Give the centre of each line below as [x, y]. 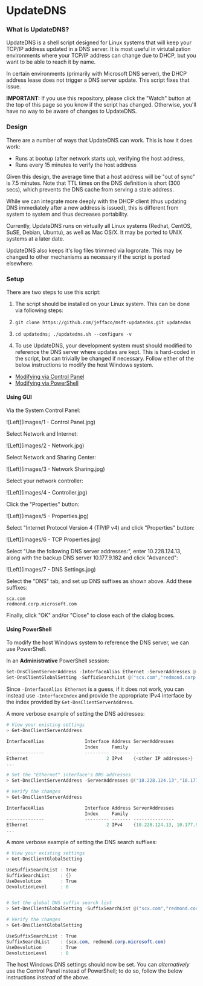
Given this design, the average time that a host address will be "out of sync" [101, 176]
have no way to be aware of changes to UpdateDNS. [72, 111]
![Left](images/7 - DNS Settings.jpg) [51, 570]
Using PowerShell [29, 629]
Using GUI [19, 397]
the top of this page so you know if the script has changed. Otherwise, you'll [101, 105]
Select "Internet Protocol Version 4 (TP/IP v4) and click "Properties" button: [100, 528]
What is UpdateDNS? [38, 30]
